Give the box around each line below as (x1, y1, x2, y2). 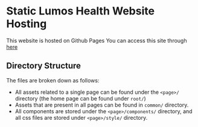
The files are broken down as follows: (6, 76, 100, 84)
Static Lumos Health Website (6, 4, 155, 18)
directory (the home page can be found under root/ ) (14, 94, 146, 102)
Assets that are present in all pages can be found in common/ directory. (14, 101, 189, 108)
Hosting (6, 17, 47, 31)
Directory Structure (6, 61, 81, 71)
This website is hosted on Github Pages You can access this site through (6, 37, 187, 44)
